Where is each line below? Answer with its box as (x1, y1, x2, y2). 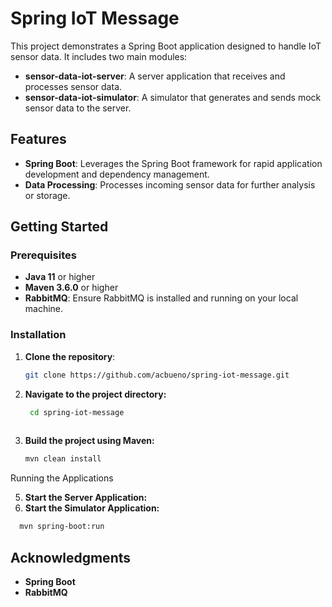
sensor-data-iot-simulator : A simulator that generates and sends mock (24, 91, 322, 103)
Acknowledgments (10, 549, 132, 566)
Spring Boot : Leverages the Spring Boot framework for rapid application (24, 157, 323, 169)
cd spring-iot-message (29, 407, 125, 417)
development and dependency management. (24, 168, 210, 180)
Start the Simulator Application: (24, 502, 160, 514)
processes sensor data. (24, 80, 123, 92)
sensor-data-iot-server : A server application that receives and (24, 70, 286, 82)
